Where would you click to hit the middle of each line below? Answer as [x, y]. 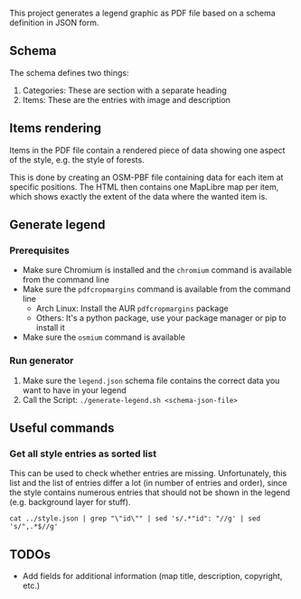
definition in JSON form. [54, 23]
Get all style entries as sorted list [83, 454]
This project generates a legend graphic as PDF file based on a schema [142, 13]
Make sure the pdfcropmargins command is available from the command [156, 289]
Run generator [42, 360]
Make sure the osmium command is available [103, 337]
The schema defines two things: [69, 72]
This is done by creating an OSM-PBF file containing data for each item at [146, 177]
